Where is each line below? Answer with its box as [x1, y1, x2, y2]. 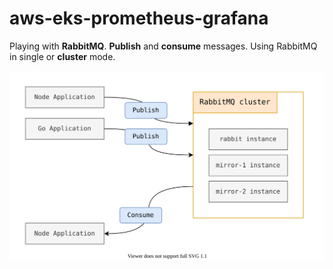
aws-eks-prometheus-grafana [9, 7, 269, 30]
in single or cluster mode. [9, 50, 116, 62]
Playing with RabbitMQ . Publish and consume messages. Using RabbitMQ [9, 40, 318, 52]
